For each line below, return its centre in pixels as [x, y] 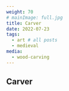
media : [14, 52]
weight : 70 [20, 12]
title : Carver [24, 23]
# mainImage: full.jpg [34, 18]
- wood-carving [31, 57]
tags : [13, 35]
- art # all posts [35, 40]
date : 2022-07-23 [28, 29]
